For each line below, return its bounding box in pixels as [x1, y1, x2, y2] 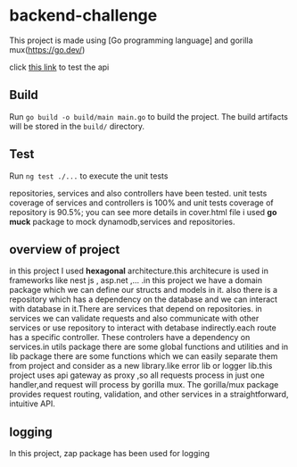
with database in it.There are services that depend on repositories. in [9, 304, 263, 314]
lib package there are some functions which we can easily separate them [9, 351, 278, 362]
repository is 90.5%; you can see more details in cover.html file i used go [9, 206, 277, 217]
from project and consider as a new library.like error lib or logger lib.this [9, 361, 273, 371]
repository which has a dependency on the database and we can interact [9, 294, 278, 304]
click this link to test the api [9, 62, 110, 72]
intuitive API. [9, 398, 55, 409]
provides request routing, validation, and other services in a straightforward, [9, 389, 289, 400]
